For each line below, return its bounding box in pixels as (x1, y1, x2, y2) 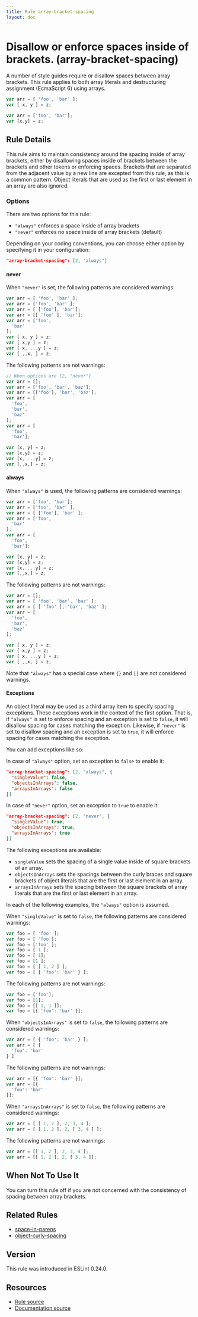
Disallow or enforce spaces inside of (6, 40, 189, 54)
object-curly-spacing (14, 1232, 67, 1239)
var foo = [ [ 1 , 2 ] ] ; (6, 964, 68, 970)
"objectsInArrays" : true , (11, 825, 76, 831)
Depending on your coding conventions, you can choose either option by (6, 240, 185, 247)
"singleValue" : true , (11, 819, 65, 825)
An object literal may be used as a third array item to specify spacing (6, 703, 174, 710)
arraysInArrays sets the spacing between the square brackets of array (14, 883, 188, 890)
